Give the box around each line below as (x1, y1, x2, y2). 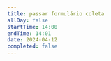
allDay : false (7, 17, 49, 24)
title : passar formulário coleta (7, 10, 105, 18)
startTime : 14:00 (7, 23, 58, 30)
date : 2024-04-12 (7, 36, 58, 43)
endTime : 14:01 (7, 29, 52, 37)
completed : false (7, 43, 58, 50)
